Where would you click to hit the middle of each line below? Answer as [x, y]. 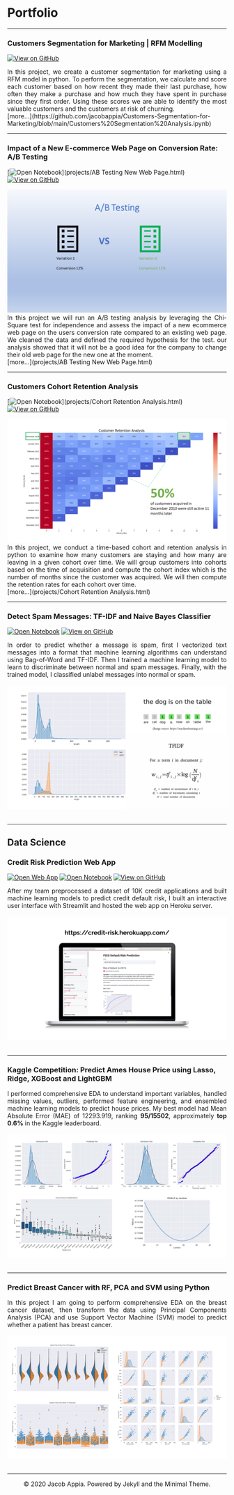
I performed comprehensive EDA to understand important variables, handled [117, 1094]
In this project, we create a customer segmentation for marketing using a [117, 72]
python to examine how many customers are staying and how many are [117, 554]
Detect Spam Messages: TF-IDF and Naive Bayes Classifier [109, 616]
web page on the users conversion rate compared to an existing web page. [117, 333]
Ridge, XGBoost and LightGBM [60, 1079]
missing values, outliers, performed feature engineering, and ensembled [117, 1101]
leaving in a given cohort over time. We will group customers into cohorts [117, 562]
